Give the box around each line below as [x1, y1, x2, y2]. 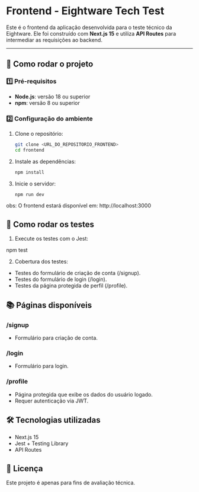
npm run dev [14, 191, 44, 197]
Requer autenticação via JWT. [14, 397, 89, 404]
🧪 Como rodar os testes [6, 219, 95, 229]
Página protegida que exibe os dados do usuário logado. [14, 391, 153, 398]
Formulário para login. [14, 363, 69, 370]
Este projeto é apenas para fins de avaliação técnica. [6, 479, 135, 487]
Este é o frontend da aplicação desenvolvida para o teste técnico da [6, 24, 172, 31]
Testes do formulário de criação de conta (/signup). [14, 270, 141, 277]
